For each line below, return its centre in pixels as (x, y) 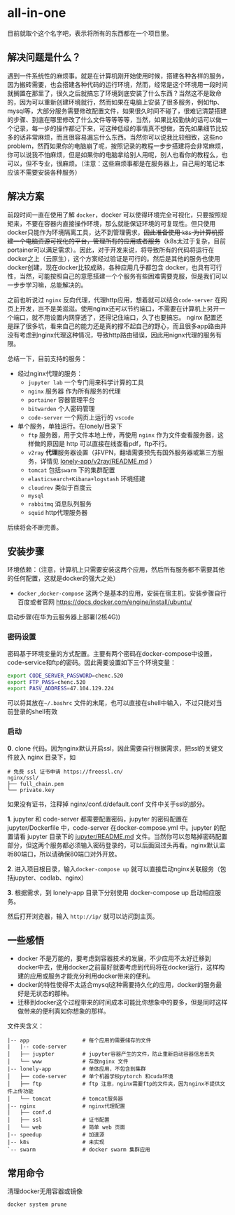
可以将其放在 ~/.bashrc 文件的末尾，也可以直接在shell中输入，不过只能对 (112, 703)
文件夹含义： (26, 1026)
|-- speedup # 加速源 (56, 1135)
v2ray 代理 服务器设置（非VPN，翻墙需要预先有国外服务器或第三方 (123, 452)
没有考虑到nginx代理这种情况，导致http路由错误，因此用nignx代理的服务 (112, 335)
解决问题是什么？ (44, 58)
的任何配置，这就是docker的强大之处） (63, 578)
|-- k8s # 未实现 (56, 1142)
